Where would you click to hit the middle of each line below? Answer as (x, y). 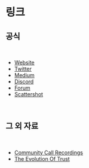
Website (24, 62)
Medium (24, 75)
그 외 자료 (22, 126)
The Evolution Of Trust (42, 158)
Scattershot (28, 94)
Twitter (23, 69)
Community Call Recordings (48, 152)
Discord (24, 82)
